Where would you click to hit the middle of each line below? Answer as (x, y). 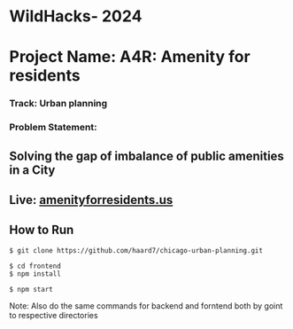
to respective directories (54, 315)
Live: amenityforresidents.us (91, 200)
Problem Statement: (53, 128)
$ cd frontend (35, 266)
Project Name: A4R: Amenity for (130, 57)
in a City (32, 170)
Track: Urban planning (58, 104)
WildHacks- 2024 (76, 16)
